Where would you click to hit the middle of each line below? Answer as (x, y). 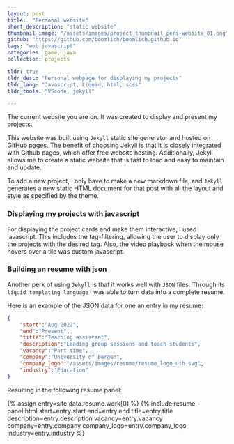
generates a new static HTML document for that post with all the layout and (116, 188)
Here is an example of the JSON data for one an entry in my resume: (105, 305)
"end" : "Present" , (45, 331)
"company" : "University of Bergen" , (71, 357)
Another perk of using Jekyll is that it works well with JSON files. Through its (116, 284)
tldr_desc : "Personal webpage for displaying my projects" (95, 78)
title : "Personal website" (48, 20)
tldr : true (23, 71)
